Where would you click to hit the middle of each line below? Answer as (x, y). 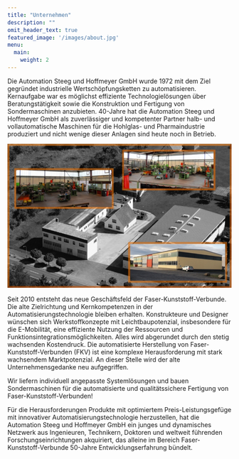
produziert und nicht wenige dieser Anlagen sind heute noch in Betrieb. (112, 134)
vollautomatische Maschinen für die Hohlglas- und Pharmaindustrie (106, 126)
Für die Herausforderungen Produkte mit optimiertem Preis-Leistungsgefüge (119, 409)
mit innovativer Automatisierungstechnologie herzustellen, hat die (103, 417)
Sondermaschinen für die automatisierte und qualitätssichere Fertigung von (118, 388)
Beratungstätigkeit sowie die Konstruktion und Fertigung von (96, 104)
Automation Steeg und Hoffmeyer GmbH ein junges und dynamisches (110, 425)
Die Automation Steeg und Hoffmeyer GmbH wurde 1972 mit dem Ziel (109, 81)
